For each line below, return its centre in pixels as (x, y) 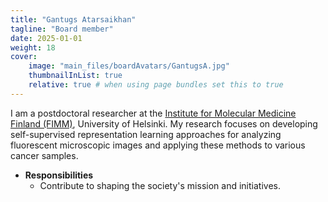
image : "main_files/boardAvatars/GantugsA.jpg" (129, 66)
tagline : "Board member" (62, 29)
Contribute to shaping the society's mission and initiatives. (160, 185)
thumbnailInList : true (75, 76)
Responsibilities (59, 175)
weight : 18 (33, 47)
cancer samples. (44, 155)
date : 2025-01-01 (46, 38)
